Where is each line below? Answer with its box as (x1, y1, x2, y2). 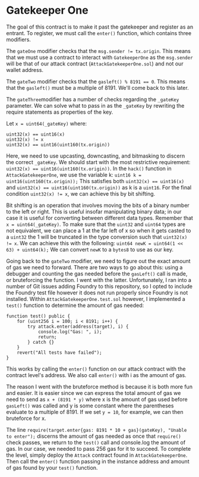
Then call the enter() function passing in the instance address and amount (6, 457, 189, 465)
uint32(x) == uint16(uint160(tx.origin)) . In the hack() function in (6, 165, 172, 172)
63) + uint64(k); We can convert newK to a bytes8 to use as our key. (6, 246, 174, 253)
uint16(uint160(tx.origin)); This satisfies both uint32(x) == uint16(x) (6, 177, 185, 184)
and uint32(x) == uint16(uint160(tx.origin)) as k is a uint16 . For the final (6, 184, 192, 191)
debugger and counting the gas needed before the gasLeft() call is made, (6, 270, 188, 277)
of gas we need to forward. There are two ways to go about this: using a (6, 263, 183, 271)
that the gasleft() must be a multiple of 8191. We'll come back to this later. (6, 84, 189, 91)
